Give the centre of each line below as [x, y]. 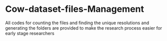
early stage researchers [30, 33]
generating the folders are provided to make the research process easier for [84, 28]
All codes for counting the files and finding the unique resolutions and [77, 23]
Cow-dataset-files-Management [75, 9]
